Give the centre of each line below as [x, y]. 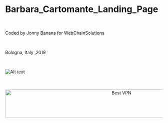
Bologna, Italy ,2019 [25, 52]
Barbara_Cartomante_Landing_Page [82, 9]
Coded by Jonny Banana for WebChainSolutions [55, 33]
